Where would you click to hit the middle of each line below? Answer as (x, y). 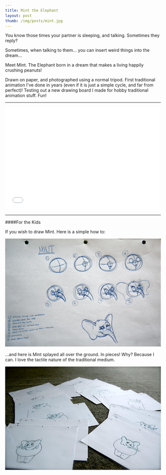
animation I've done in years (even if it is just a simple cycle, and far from (79, 85)
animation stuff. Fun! (26, 96)
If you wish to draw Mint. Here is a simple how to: (55, 232)
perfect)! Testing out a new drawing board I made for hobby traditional (77, 90)
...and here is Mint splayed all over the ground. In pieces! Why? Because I (80, 354)
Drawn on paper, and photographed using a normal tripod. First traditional (80, 80)
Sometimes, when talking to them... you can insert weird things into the (77, 50)
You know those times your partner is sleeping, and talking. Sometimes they (82, 36)
